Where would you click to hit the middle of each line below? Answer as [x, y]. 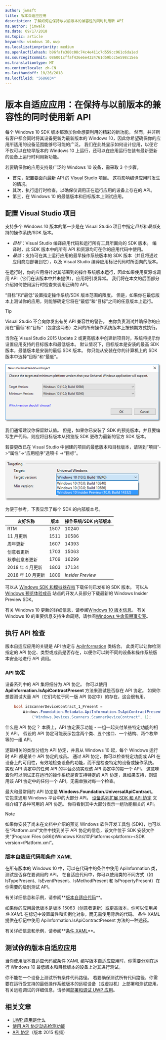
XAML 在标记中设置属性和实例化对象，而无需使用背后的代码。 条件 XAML [85, 914]
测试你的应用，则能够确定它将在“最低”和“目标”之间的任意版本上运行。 [84, 301]
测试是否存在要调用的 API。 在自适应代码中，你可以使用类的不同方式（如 [79, 874]
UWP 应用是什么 [29, 1020]
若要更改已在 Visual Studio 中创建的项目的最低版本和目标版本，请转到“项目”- [83, 447]
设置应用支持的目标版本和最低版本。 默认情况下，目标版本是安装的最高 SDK [82, 344]
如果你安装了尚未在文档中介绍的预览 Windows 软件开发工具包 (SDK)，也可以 [83, 824]
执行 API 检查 [25, 633]
